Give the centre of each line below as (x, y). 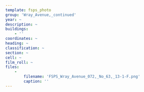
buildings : (17, 29)
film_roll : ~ (19, 62)
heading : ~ (17, 43)
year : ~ (14, 19)
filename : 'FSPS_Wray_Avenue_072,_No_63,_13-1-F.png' (82, 77)
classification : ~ (25, 48)
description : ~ (21, 24)
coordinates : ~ (21, 39)
